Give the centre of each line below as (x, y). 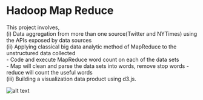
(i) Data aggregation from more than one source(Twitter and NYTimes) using (102, 33)
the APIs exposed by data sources (49, 40)
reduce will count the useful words (49, 72)
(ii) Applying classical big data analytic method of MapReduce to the (92, 47)
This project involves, (33, 27)
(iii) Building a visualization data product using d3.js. (71, 79)
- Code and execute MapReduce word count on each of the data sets (93, 59)
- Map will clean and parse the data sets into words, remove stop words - (98, 66)
